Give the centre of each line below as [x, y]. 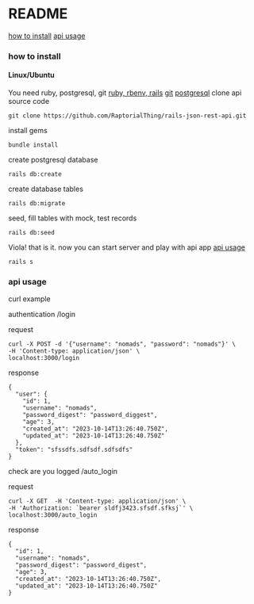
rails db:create [35, 174]
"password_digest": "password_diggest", [90, 415]
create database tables [46, 189]
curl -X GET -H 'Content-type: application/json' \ [97, 501]
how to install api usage [47, 36]
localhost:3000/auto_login [53, 515]
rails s [21, 262]
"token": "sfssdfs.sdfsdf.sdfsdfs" [74, 450]
